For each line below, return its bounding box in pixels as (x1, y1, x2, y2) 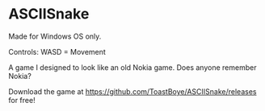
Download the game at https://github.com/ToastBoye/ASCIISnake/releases (8, 86, 257, 97)
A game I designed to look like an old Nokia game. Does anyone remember (8, 62, 257, 72)
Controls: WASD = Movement (8, 47, 107, 56)
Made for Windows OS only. (8, 31, 102, 41)
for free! (8, 95, 36, 105)
